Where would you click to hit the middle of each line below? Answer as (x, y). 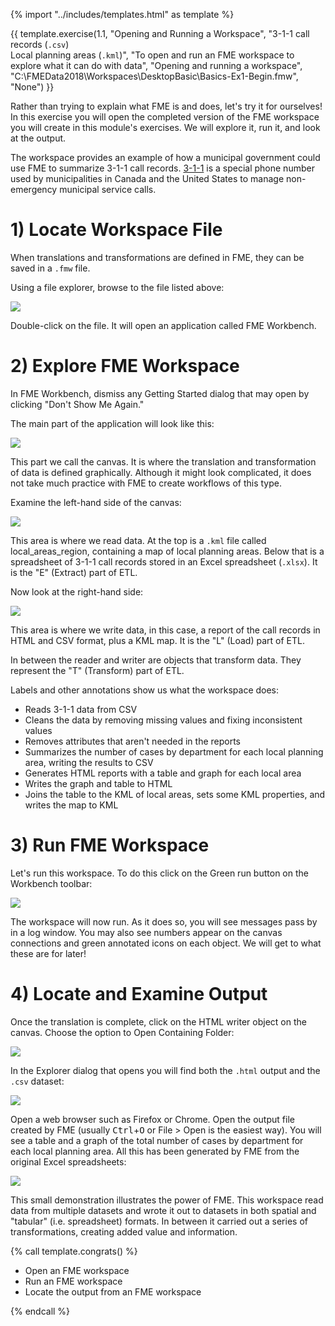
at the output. (38, 138)
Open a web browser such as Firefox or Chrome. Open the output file (152, 1119)
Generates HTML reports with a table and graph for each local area (163, 773)
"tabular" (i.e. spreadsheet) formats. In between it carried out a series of (159, 1221)
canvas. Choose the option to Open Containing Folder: (122, 1032)
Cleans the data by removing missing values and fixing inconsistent (163, 720)
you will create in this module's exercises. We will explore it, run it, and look (165, 127)
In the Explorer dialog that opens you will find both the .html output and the (165, 1070)
